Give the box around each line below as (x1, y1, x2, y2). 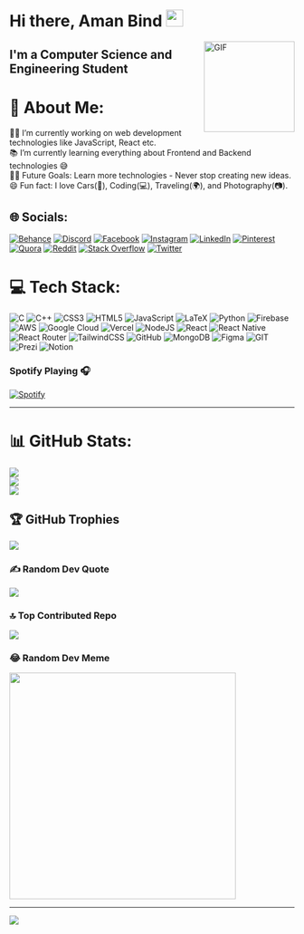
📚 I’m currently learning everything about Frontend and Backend (9, 147, 252, 158)
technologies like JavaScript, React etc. (9, 137, 157, 148)
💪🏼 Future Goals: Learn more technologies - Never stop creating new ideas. (9, 169, 291, 180)
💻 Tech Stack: (9, 276, 121, 297)
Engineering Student (9, 61, 128, 76)
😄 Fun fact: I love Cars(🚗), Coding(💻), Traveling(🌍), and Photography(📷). (9, 179, 288, 190)
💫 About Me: (9, 97, 105, 118)
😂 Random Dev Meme (9, 651, 110, 664)
